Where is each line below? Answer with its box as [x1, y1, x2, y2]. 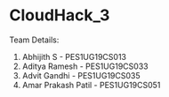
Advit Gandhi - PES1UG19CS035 [21, 70, 141, 80]
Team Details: [9, 34, 60, 45]
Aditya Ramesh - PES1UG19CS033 [21, 61, 149, 71]
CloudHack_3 [9, 5, 110, 26]
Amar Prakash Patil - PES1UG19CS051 [21, 79, 161, 90]
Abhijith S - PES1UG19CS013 [21, 51, 127, 62]
